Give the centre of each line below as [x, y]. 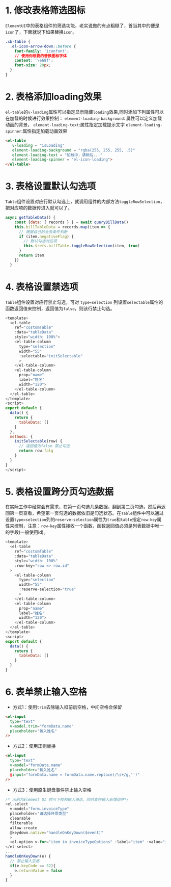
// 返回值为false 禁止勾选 [44, 446]
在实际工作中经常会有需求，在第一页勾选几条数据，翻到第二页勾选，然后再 [83, 507]
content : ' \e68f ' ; [34, 61]
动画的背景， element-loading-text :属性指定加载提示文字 [65, 124]
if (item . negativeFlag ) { [46, 237]
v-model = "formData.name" [36, 765]
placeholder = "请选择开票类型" [39, 814]
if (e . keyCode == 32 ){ [33, 866]
